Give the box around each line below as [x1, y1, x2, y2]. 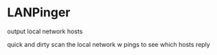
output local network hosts [7, 27, 83, 35]
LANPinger [7, 5, 71, 20]
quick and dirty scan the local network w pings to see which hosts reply [7, 40, 211, 48]
